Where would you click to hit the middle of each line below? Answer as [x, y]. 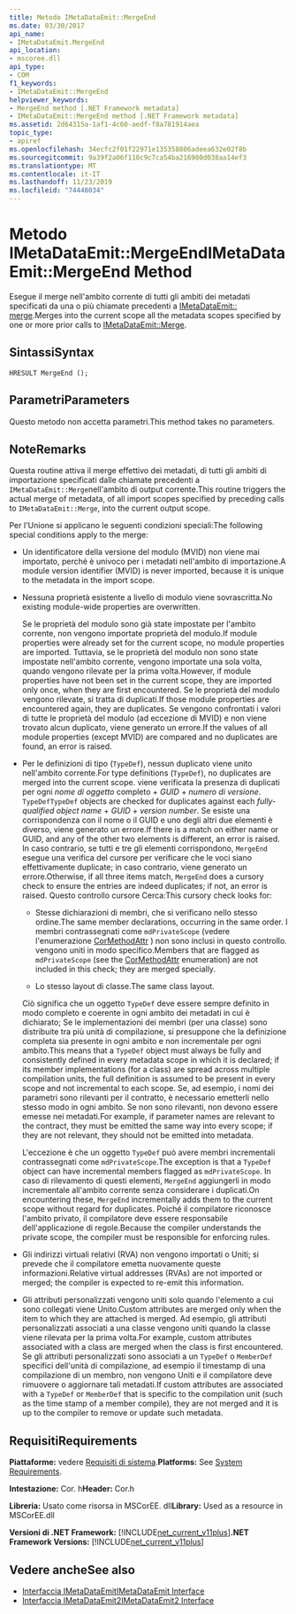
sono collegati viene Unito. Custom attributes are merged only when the [152, 1309]
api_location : [35, 51]
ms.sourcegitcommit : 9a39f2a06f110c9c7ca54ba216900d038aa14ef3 [128, 157]
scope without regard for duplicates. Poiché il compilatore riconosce [146, 1209]
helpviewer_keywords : [49, 100]
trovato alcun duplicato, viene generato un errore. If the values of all [144, 728]
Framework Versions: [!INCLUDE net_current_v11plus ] [107, 1542]
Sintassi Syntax [52, 352]
